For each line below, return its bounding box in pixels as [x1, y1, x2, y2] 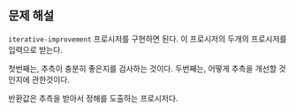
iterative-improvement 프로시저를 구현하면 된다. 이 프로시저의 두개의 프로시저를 [8, 34, 287, 44]
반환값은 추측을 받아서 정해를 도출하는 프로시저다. [8, 93, 178, 103]
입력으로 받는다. [8, 44, 64, 55]
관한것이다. [31, 74, 71, 85]
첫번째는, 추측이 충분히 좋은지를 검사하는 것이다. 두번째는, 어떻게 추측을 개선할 [8, 63, 277, 73]
